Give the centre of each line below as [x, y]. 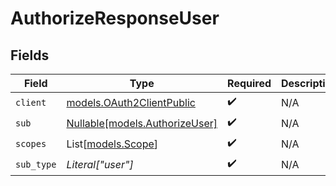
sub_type [36, 164]
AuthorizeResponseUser [115, 18]
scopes [31, 143]
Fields [30, 55]
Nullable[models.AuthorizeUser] [142, 123]
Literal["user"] [100, 164]
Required [249, 83]
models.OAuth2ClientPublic [131, 102]
